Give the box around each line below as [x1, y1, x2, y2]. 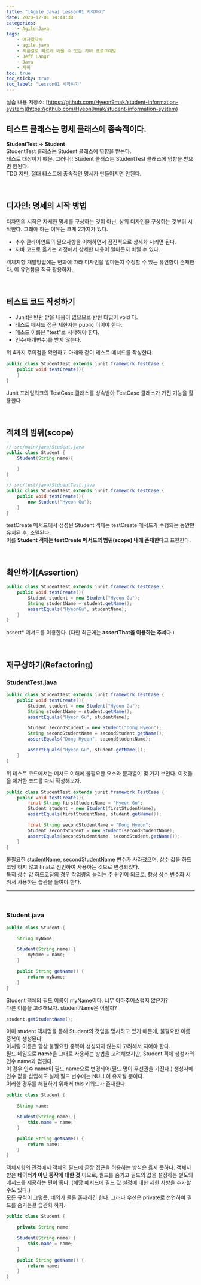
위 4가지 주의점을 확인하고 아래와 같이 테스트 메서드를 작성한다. [6, 349, 154, 356]
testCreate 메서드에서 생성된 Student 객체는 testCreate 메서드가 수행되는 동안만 [6, 522, 195, 529]
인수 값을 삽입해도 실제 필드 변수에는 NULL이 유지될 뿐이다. [6, 1073, 145, 1080]
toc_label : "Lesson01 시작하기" [6, 82, 82, 88]
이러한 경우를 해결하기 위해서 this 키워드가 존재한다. [6, 1080, 127, 1087]
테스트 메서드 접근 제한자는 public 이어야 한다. [14, 321, 123, 329]
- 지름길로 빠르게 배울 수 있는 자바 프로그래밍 [17, 48, 117, 54]
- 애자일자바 [17, 37, 43, 43]
